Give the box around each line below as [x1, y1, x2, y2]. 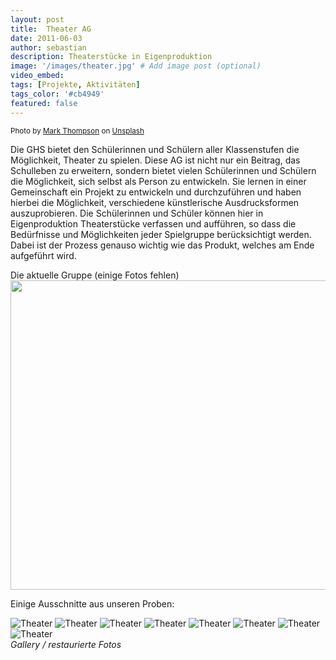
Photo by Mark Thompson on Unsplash [10, 126, 145, 136]
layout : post [10, 14, 65, 25]
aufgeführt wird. [10, 249, 77, 261]
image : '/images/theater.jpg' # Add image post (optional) [10, 61, 262, 71]
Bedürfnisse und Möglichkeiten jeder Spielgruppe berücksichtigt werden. [10, 228, 312, 240]
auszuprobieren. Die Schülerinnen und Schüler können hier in [10, 207, 264, 219]
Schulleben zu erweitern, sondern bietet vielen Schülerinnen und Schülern [10, 164, 317, 176]
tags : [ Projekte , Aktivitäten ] [10, 80, 141, 90]
